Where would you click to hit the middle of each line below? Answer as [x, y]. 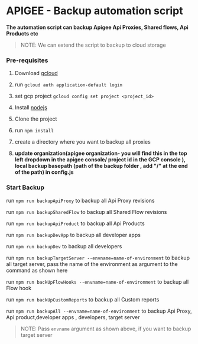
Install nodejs [31, 108]
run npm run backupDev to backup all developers [64, 246]
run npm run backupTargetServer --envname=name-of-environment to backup [98, 258]
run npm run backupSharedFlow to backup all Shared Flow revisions [87, 212]
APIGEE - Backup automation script [95, 11]
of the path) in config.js [44, 172]
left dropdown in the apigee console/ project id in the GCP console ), [100, 160]
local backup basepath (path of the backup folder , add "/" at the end [101, 166]
